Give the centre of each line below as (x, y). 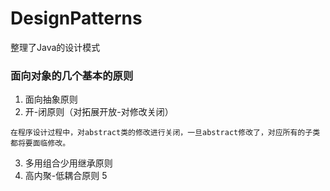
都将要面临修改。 (40, 143)
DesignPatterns (76, 18)
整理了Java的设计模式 (55, 47)
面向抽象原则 (51, 99)
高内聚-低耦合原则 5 (66, 176)
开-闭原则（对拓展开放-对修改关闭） (99, 112)
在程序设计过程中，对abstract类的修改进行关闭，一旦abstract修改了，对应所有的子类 (165, 133)
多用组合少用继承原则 (68, 163)
